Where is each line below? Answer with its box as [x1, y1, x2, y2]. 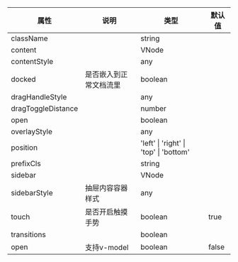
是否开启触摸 [84, 207, 128, 217]
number [140, 104, 166, 113]
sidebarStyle [11, 188, 53, 197]
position [11, 143, 38, 152]
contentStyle [11, 57, 54, 66]
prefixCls [11, 159, 41, 168]
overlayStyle [11, 127, 53, 136]
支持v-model [84, 243, 129, 252]
